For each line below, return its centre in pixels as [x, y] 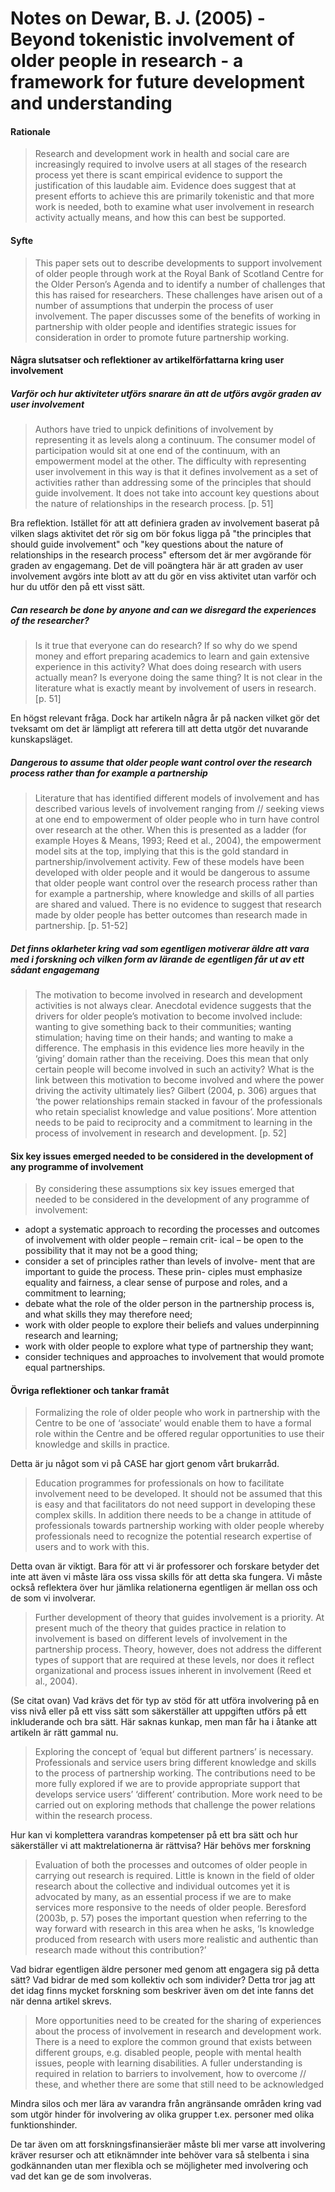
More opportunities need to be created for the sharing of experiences [178, 2021]
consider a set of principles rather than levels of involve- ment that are [170, 1261]
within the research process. [93, 1816]
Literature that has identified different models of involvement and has [177, 798]
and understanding [91, 103]
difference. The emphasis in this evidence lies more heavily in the [169, 1048]
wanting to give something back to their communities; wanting [163, 1027]
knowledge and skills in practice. [102, 1444]
